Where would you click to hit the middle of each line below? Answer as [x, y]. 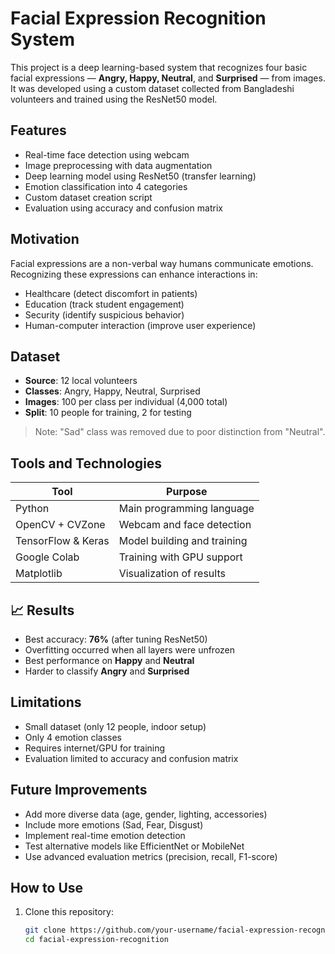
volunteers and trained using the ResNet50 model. [114, 99]
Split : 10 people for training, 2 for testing [108, 413]
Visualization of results [172, 574]
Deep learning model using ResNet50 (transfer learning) [140, 176]
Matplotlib [39, 574]
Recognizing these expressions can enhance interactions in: [134, 274]
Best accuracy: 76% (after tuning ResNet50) [116, 639]
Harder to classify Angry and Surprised [107, 671]
